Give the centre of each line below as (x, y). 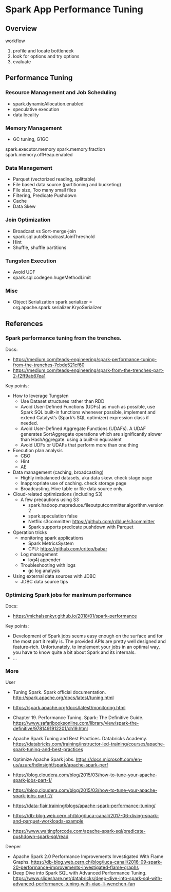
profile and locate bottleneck (43, 51)
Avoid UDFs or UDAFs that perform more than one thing (79, 445)
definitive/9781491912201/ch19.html (50, 728)
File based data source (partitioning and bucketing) (67, 185)
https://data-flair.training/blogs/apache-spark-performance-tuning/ (84, 806)
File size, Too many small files (44, 190)
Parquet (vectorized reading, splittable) (54, 179)
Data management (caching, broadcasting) (58, 472)
